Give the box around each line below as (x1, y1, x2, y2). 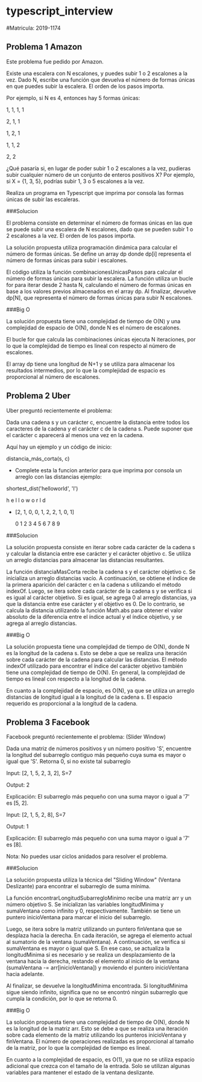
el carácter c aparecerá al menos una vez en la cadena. (6, 431, 144, 438)
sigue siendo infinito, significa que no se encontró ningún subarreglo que (6, 989, 188, 996)
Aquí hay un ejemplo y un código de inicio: (6, 443, 112, 450)
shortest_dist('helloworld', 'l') (6, 484, 78, 492)
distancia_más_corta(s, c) (6, 455, 70, 462)
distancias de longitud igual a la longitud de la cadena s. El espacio (6, 693, 173, 701)
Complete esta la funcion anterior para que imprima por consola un (14, 466, 182, 473)
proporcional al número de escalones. (6, 373, 101, 380)
